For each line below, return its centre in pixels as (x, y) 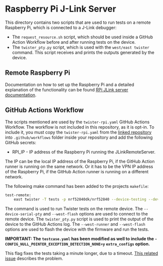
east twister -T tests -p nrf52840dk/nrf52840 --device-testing (80, 199)
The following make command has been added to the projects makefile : (77, 186)
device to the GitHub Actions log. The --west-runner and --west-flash (75, 224)
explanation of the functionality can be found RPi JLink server (67, 90)
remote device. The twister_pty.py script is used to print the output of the (79, 219)
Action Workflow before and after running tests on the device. (74, 42)
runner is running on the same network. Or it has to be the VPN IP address (79, 166)
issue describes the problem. (34, 259)
